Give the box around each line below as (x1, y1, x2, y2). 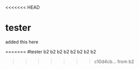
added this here (5, 39, 38, 45)
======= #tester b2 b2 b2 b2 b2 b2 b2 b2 (5, 48, 96, 55)
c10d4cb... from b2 (94, 58, 134, 64)
